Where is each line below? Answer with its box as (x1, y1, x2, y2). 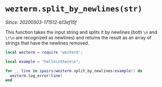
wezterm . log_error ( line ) (10, 73, 63, 78)
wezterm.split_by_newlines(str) (5, 4, 143, 14)
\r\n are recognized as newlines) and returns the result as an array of (5, 34, 152, 40)
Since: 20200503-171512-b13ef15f (5, 19, 77, 25)
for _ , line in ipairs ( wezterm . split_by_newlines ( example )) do (5, 68, 143, 73)
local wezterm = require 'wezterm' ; (5, 50, 83, 55)
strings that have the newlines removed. (5, 40, 89, 46)
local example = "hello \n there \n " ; (5, 59, 81, 64)
